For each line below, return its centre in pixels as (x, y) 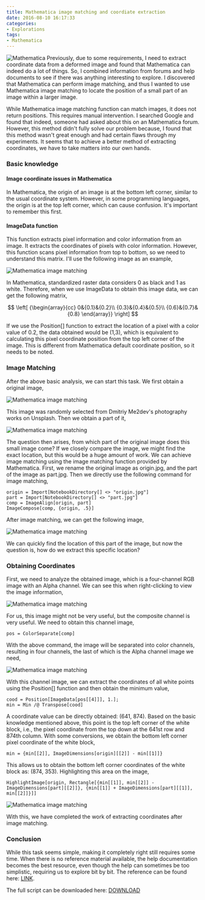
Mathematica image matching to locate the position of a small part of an (97, 90)
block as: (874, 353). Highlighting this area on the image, (78, 771)
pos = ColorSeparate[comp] (41, 633)
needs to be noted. (30, 352)
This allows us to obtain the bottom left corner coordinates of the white (96, 765)
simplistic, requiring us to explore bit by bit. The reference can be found (97, 872)
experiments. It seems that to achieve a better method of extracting (91, 141)
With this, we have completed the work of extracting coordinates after (95, 817)
